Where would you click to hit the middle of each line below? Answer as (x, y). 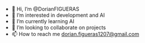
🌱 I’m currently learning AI (43, 21)
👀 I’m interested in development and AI (58, 15)
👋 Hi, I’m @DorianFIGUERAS (45, 9)
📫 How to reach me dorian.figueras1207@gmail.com (75, 34)
